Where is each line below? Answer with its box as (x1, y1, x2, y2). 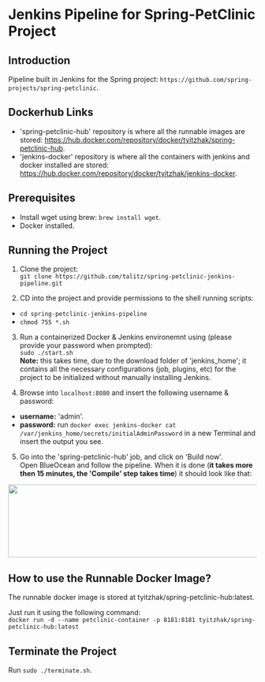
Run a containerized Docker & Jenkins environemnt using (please (19, 333, 233, 342)
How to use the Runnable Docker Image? (8, 572, 211, 585)
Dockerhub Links (8, 106, 94, 119)
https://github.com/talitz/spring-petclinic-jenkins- (54, 273, 236, 281)
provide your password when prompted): (19, 341, 153, 350)
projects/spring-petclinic (8, 84, 97, 92)
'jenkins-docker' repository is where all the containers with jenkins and (19, 151, 250, 161)
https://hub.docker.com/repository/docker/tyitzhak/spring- (44, 135, 236, 144)
